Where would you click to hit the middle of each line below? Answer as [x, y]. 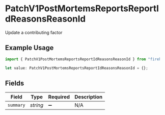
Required [59, 97]
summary [16, 105]
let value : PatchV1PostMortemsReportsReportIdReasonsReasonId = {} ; [77, 68]
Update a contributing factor [34, 32]
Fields [15, 83]
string [37, 105]
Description [88, 97]
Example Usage [29, 48]
